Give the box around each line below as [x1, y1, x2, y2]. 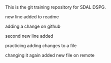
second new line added [5, 33, 53, 39]
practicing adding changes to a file [5, 43, 77, 49]
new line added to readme [5, 14, 59, 19]
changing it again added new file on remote [5, 52, 95, 58]
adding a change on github [5, 23, 61, 29]
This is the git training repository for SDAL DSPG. [5, 4, 106, 10]
